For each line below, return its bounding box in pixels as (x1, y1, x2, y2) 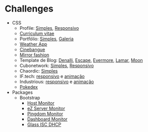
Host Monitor (27, 100, 55, 106)
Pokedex (19, 84, 38, 90)
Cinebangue (19, 46, 45, 52)
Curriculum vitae (19, 30, 55, 36)
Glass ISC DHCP (27, 121, 62, 127)
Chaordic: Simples (19, 68, 58, 74)
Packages (12, 89, 33, 95)
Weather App (19, 41, 47, 47)
